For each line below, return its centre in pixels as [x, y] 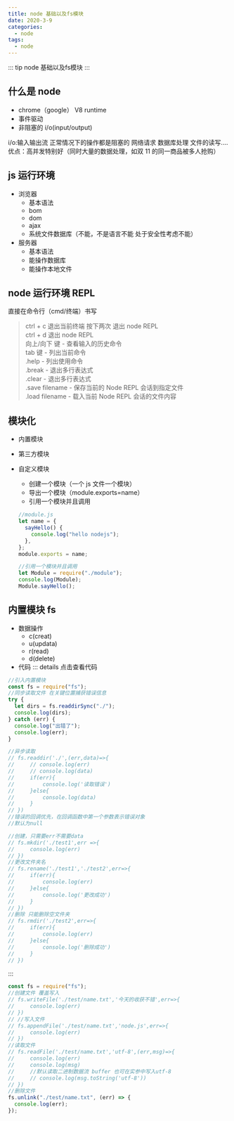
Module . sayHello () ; [47, 586]
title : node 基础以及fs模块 [46, 14]
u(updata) [43, 643]
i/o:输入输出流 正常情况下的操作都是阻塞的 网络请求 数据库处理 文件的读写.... [118, 142]
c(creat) [40, 636]
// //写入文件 [26, 1019]
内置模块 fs [32, 610]
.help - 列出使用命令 [54, 361]
